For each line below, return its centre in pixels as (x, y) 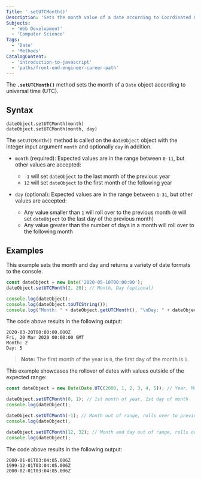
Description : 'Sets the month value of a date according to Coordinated (99, 17)
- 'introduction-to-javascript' (52, 62)
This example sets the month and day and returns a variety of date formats (98, 265)
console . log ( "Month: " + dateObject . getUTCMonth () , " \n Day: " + (88, 310)
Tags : (13, 40)
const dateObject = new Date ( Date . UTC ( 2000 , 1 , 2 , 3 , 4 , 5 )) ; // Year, (98, 388)
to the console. (25, 271)
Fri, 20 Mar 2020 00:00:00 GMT (45, 338)
